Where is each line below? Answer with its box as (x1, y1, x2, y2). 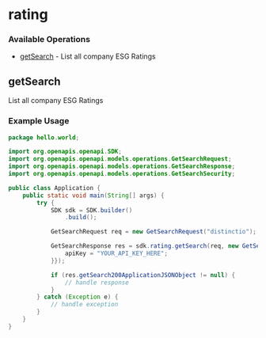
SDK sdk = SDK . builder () (50, 206, 133, 215)
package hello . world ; (8, 133, 80, 142)
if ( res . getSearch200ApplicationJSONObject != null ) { (50, 271, 236, 279)
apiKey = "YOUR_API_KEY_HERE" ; (64, 249, 169, 258)
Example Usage (8, 116, 70, 127)
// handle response (64, 279, 129, 287)
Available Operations (8, 34, 91, 45)
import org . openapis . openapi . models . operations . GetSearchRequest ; (8, 155, 232, 163)
